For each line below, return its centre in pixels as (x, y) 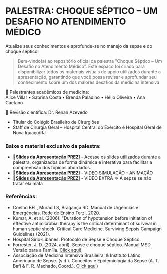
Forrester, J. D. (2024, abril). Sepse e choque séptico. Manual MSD (82, 245)
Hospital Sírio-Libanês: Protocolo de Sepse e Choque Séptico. (77, 239)
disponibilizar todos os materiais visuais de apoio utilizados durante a (89, 72)
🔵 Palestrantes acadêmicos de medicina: (47, 92)
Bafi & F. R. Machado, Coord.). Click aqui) (55, 266)
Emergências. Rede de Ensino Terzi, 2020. (56, 213)
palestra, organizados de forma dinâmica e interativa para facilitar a (82, 162)
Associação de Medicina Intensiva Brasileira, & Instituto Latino (76, 255)
